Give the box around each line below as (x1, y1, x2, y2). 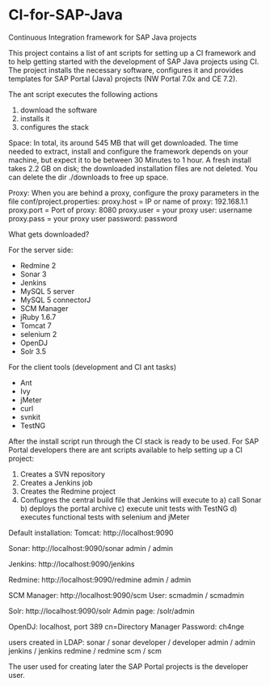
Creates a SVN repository (19, 469, 106, 478)
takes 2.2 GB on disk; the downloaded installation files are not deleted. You (8, 163, 259, 173)
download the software (19, 105, 98, 115)
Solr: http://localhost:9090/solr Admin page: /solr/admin (8, 606, 196, 616)
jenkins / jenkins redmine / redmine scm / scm (8, 646, 162, 655)
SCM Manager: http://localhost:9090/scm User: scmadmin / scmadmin (8, 590, 245, 600)
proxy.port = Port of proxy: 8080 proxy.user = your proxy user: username (8, 204, 253, 215)
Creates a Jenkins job (19, 478, 93, 487)
